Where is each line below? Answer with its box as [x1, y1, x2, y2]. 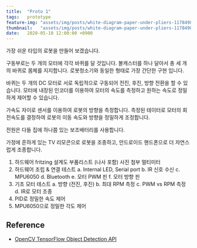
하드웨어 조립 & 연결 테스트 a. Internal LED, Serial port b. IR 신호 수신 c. [14, 166, 181, 173]
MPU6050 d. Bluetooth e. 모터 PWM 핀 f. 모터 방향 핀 [14, 174, 140, 181]
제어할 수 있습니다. [16, 94, 60, 101]
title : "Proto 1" [6, 8, 51, 15]
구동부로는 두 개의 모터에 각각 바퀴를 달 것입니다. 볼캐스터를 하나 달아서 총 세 [6, 60, 181, 67]
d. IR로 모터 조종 [14, 188, 53, 195]
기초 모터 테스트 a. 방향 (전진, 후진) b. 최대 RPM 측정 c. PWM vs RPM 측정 [14, 181, 186, 188]
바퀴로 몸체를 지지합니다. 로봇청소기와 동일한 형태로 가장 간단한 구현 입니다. [12, 67, 185, 74]
